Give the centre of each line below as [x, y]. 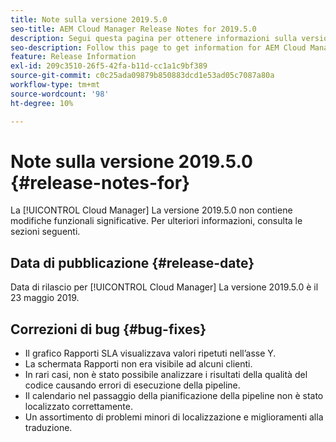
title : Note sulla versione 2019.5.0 [89, 19]
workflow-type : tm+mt [55, 85]
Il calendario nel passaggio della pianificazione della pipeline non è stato [174, 396]
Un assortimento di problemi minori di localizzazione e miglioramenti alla [174, 417]
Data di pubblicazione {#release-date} [132, 262]
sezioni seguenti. [45, 232]
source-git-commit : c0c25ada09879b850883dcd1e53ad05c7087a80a [142, 76]
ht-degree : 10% [42, 103]
